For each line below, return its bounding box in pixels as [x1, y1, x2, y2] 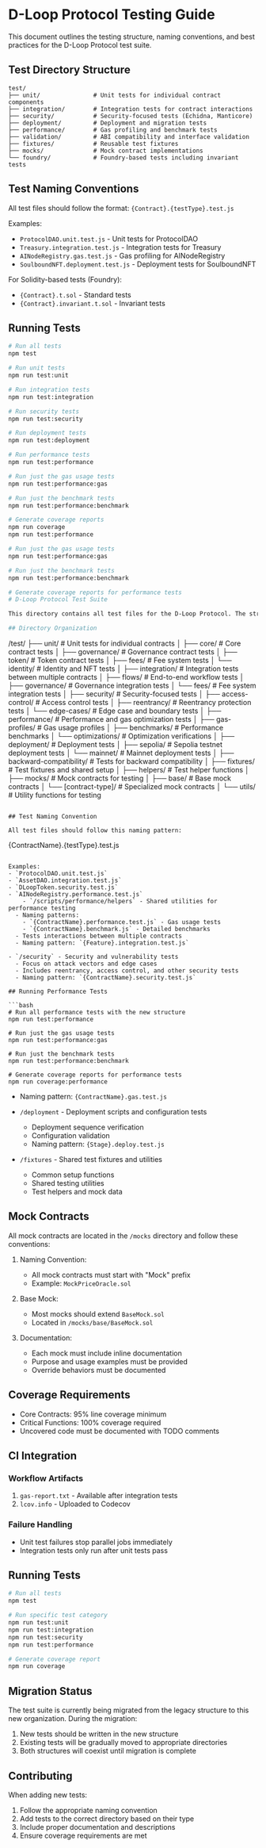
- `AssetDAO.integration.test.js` [8, 876, 123, 884]
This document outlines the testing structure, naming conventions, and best [8, 32, 255, 41]
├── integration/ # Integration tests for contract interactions [8, 105, 253, 113]
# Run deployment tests [8, 429, 87, 437]
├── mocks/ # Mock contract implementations [8, 147, 203, 155]
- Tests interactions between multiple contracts [15, 932, 182, 940]
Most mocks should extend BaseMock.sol [31, 1309, 165, 1318]
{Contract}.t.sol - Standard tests [19, 289, 132, 299]
